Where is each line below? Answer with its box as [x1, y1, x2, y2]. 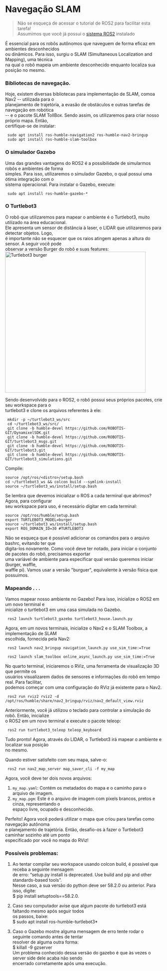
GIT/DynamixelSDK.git [5, 430, 50, 435]
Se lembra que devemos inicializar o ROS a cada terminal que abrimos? [5, 492, 152, 498]
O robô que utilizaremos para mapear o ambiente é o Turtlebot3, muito [5, 214, 150, 220]
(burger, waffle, [5, 561, 37, 567]
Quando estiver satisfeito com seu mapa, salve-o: [5, 757, 107, 763]
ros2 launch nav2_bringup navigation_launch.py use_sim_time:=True [7, 646, 151, 651]
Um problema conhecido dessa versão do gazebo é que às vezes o [12, 950, 151, 956]
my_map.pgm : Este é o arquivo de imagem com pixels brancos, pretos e [12, 796, 156, 802]
